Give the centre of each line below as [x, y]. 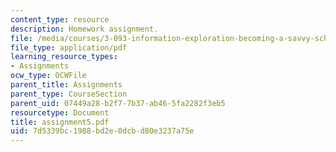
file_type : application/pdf [69, 47]
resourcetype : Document [60, 112]
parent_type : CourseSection [69, 94]
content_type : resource [60, 19]
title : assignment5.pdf [60, 122]
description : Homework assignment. [84, 29]
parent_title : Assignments [66, 85]
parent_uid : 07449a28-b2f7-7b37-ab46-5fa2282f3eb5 [118, 103]
